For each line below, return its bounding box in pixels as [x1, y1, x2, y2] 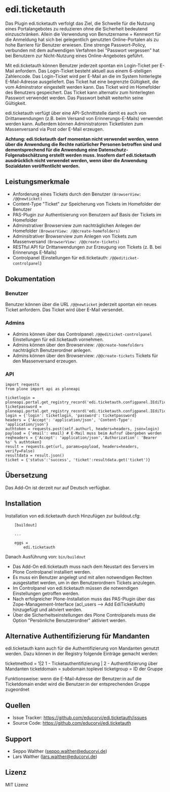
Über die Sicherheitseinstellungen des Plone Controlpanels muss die [12, 612, 156, 618]
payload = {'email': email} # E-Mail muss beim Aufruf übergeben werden [5, 431, 162, 436]
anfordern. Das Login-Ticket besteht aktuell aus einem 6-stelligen [15, 67, 152, 74]
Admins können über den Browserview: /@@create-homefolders [12, 342, 144, 348]
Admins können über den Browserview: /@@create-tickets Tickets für [12, 352, 158, 358]
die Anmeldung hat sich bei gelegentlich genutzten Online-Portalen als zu [5, 36, 159, 43]
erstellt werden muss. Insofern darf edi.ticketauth [49, 152, 156, 158]
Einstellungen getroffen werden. [12, 590, 80, 596]
